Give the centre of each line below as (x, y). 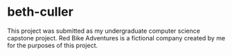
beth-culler (41, 12)
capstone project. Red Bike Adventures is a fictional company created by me (116, 38)
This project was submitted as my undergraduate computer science (104, 31)
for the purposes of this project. (53, 45)
